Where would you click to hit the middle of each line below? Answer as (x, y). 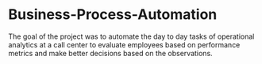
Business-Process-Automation (113, 15)
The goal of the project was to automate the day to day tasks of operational (131, 36)
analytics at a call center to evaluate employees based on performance (124, 44)
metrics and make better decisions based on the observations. (110, 53)
